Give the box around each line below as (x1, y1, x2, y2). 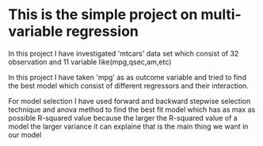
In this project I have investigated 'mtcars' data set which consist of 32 (8, 48, 239, 58)
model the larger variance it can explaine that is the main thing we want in (8, 121, 249, 131)
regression (66, 22, 139, 40)
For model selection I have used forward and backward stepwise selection (8, 96, 251, 106)
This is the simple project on (8, 6, 198, 24)
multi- (200, 6, 242, 24)
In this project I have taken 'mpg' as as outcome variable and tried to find (8, 72, 247, 82)
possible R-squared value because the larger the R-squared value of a (8, 113, 238, 122)
